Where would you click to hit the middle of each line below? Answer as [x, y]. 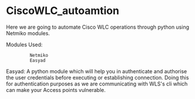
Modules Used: [24, 45]
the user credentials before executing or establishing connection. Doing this [97, 77]
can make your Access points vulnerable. [56, 90]
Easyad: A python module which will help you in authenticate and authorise [97, 71]
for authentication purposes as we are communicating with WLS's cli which [97, 84]
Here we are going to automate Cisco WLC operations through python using [97, 27]
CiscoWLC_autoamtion [63, 11]
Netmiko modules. [28, 33]
